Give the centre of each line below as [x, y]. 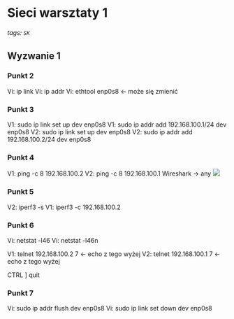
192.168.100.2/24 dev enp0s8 [49, 139]
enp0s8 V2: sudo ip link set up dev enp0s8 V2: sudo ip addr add [100, 132]
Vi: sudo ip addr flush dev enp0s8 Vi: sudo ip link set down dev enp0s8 [110, 309]
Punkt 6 [21, 225]
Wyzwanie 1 [34, 56]
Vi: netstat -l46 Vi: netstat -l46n [53, 240]
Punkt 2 [21, 76]
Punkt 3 [21, 109]
